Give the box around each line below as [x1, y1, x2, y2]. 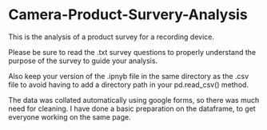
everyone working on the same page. [8, 112, 131, 121]
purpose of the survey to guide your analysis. [8, 56, 158, 65]
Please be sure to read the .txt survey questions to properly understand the [8, 47, 257, 57]
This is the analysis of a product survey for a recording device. [8, 32, 214, 41]
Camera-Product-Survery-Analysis [8, 6, 248, 24]
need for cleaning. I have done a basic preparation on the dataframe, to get [8, 104, 256, 113]
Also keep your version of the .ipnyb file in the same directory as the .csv [8, 71, 249, 81]
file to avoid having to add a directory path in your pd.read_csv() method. [8, 80, 249, 89]
